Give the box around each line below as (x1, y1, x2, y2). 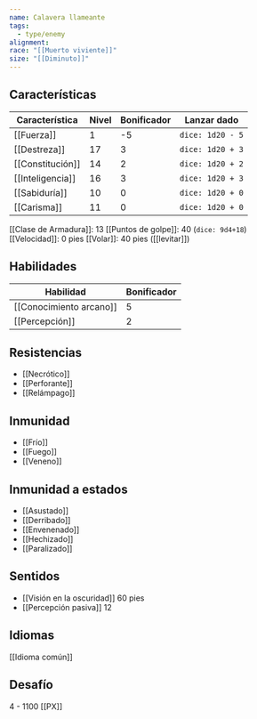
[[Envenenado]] (21, 524, 80, 535)
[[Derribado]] (21, 515, 71, 526)
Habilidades (9, 259, 77, 274)
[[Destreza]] (13, 143, 66, 156)
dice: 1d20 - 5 (179, 130, 245, 140)
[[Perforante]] (21, 378, 73, 389)
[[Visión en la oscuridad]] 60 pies (21, 593, 145, 603)
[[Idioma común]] (9, 651, 73, 662)
